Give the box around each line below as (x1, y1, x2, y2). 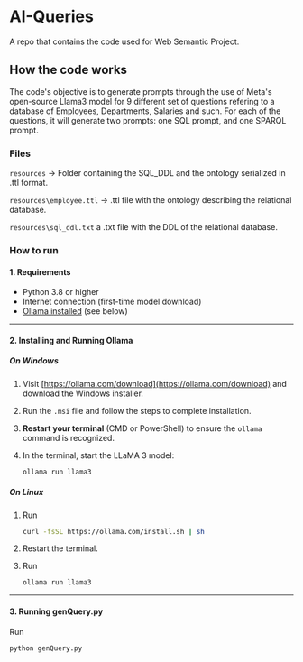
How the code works (9, 62, 128, 78)
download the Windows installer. (22, 388, 144, 399)
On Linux (9, 487, 44, 498)
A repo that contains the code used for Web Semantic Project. (9, 36, 240, 47)
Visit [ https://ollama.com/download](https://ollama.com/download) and (22, 378, 287, 389)
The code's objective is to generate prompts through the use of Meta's (9, 86, 272, 97)
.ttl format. (9, 178, 48, 188)
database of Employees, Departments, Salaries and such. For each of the (9, 106, 281, 116)
